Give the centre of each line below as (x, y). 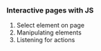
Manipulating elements (49, 32)
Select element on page (50, 25)
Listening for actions (46, 40)
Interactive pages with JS (50, 10)
